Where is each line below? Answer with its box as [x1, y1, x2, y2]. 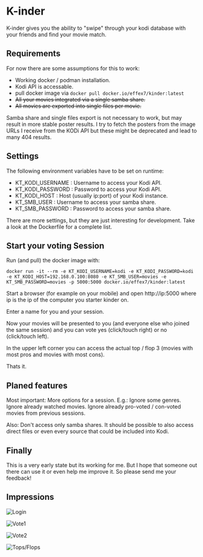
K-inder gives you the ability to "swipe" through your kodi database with [6, 24, 186, 32]
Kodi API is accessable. [15, 83, 74, 90]
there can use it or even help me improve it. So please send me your [6, 468, 177, 475]
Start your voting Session [6, 240, 105, 251]
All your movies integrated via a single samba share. [15, 95, 145, 103]
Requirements [6, 49, 61, 59]
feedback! [6, 474, 32, 482]
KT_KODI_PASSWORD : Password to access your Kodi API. [15, 185, 162, 193]
